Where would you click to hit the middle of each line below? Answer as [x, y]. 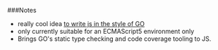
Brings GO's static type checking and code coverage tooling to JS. [114, 39]
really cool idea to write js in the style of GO [81, 24]
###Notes [22, 10]
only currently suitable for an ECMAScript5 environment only [106, 31]
